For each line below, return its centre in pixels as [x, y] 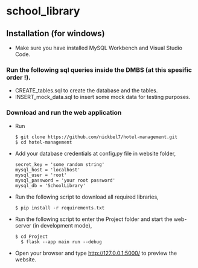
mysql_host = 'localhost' [47, 170]
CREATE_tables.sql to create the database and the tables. [86, 91]
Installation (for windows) [56, 33]
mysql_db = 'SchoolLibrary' [50, 185]
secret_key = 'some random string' [60, 164]
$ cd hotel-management [43, 142]
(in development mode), [62, 225]
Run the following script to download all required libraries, [87, 197]
